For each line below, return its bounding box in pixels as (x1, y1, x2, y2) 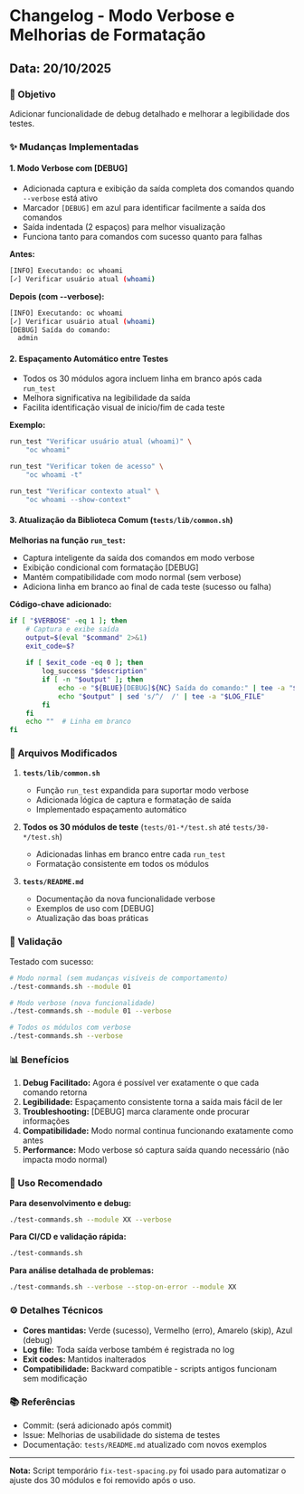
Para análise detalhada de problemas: (9, 1265, 155, 1276)
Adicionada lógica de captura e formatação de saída (35, 795, 232, 805)
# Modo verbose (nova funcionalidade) (9, 998, 156, 1007)
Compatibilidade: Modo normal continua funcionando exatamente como (22, 1126, 294, 1137)
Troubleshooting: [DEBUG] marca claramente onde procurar (22, 1106, 251, 1118)
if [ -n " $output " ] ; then (42, 675, 144, 684)
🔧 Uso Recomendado (9, 1177, 103, 1190)
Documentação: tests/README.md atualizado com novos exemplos (22, 1439, 267, 1450)
